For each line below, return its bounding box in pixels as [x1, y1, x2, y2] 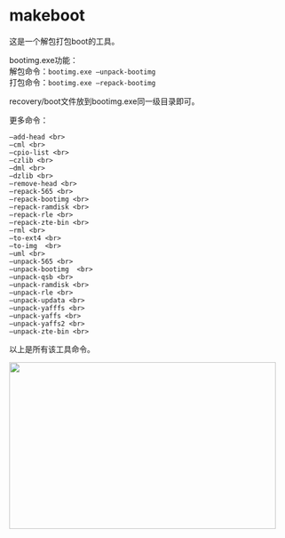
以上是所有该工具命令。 [9, 343, 95, 354]
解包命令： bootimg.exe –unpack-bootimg [9, 66, 156, 76]
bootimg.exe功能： [9, 54, 78, 65]
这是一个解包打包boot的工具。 [9, 36, 120, 46]
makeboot [9, 5, 86, 26]
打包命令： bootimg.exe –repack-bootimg [9, 76, 156, 87]
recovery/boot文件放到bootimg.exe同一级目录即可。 [9, 95, 200, 107]
